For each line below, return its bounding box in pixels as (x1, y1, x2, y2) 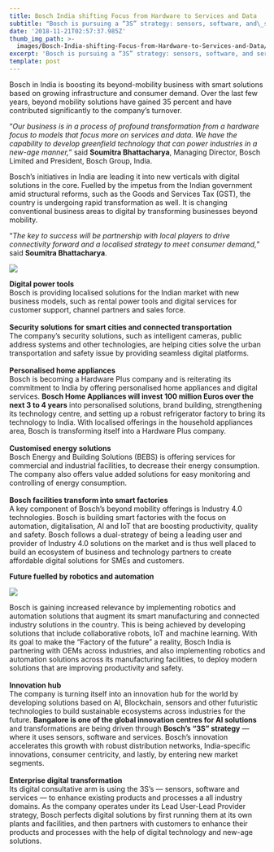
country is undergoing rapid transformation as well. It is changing (9, 197, 228, 208)
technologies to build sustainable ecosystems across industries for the (9, 706, 246, 716)
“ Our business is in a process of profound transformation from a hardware (9, 121, 259, 131)
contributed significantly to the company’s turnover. (9, 105, 182, 115)
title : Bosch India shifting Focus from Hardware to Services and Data (9, 11, 257, 20)
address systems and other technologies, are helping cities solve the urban (9, 339, 261, 349)
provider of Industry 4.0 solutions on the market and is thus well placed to (9, 538, 257, 548)
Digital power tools (9, 278, 75, 289)
